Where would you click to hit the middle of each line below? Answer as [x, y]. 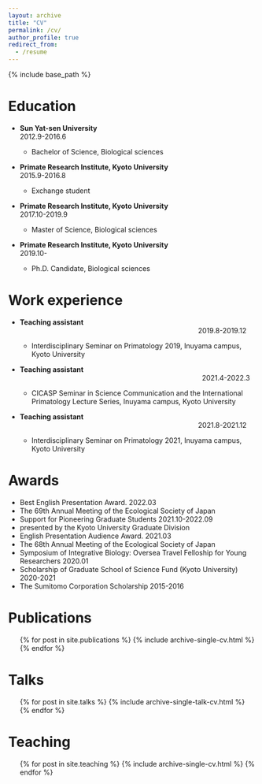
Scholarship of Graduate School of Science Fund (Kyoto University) [129, 569]
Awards [34, 481]
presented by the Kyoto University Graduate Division [105, 527]
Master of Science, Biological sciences [94, 229]
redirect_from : [33, 45]
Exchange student [61, 191]
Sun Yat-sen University [58, 128]
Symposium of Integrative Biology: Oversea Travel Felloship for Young [133, 552]
